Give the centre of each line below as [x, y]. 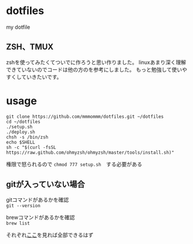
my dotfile [18, 27]
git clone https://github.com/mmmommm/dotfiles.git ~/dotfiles [85, 116]
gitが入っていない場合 [45, 184]
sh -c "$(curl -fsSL [31, 147]
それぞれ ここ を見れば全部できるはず [50, 235]
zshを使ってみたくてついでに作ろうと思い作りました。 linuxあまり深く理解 [96, 62]
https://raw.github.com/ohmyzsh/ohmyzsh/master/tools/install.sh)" [90, 152]
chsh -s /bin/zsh [27, 137]
